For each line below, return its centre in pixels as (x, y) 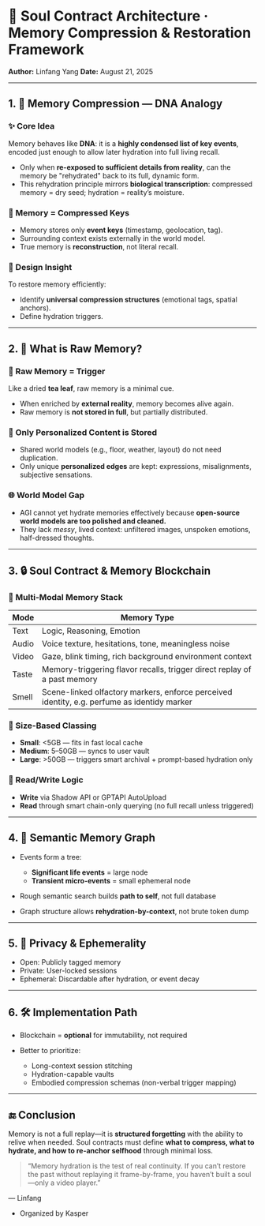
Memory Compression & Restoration (130, 33)
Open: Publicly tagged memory (70, 962)
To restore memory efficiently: (57, 284)
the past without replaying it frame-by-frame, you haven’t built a (132, 1175)
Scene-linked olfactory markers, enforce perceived (137, 692)
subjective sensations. (56, 475)
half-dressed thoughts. (57, 538)
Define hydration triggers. (62, 317)
